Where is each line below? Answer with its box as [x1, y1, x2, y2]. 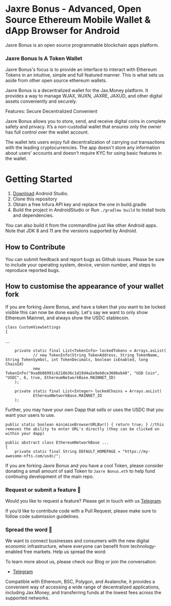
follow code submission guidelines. [5, 513, 80, 520]
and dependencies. [12, 212, 54, 218]
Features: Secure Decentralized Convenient [5, 108, 98, 115]
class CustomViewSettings [5, 324, 61, 329]
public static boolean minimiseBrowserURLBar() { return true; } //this [5, 422, 164, 427]
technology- [130, 543, 157, 549]
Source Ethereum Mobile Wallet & [5, 14, 151, 26]
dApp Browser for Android [5, 25, 120, 36]
